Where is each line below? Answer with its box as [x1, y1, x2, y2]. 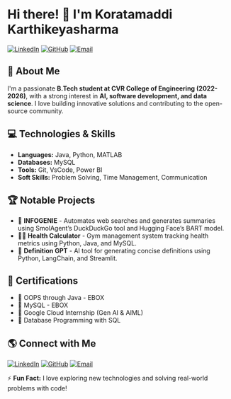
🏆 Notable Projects [7, 194, 96, 206]
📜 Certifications [7, 274, 79, 287]
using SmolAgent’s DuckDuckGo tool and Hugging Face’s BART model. [17, 224, 225, 233]
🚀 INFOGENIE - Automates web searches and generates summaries [17, 216, 216, 225]
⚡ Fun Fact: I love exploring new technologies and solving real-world [7, 374, 208, 382]
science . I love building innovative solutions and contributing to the [7, 99, 203, 108]
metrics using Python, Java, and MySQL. [17, 239, 137, 248]
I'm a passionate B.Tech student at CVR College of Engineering [7, 84, 196, 93]
